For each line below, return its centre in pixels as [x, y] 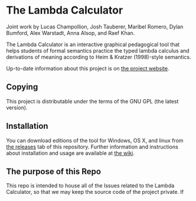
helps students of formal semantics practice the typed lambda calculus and [98, 50]
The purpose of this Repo [54, 171]
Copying [22, 87]
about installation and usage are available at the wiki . [70, 153]
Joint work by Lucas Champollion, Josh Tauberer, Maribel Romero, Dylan [95, 27]
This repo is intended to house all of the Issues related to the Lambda [90, 186]
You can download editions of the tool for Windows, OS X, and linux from [95, 140]
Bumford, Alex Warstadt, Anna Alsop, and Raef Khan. [71, 33]
